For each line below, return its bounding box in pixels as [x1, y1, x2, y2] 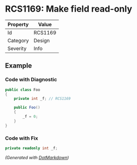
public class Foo [5, 87, 40, 92]
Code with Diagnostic [5, 76, 58, 83]
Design [33, 37, 50, 44]
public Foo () [14, 105, 40, 110]
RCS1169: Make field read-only [5, 3, 133, 15]
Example [5, 62, 32, 70]
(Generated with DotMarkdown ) [5, 154, 69, 160]
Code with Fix [5, 135, 39, 142]
